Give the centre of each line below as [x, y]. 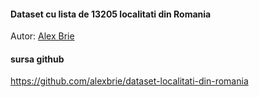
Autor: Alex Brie [42, 36]
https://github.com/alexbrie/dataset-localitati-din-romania [129, 81]
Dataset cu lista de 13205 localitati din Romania [111, 14]
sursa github [37, 59]
